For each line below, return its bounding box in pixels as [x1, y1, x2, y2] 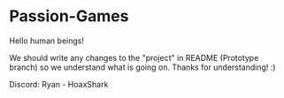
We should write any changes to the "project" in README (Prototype [9, 52, 259, 63]
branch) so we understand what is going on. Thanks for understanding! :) [9, 62, 276, 72]
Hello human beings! [9, 35, 84, 46]
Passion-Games [9, 6, 129, 26]
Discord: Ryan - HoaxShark [9, 79, 109, 89]
